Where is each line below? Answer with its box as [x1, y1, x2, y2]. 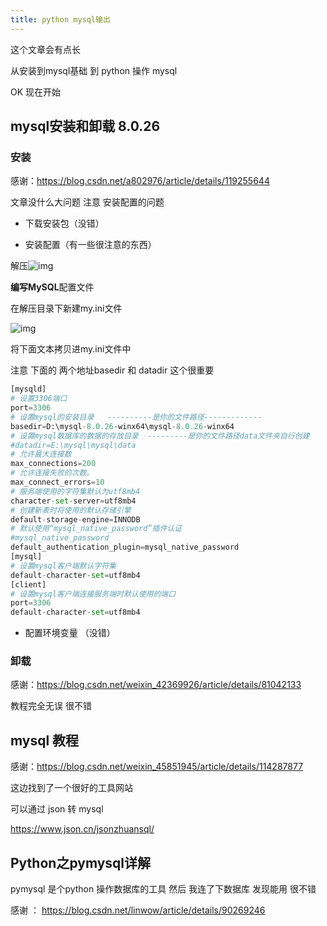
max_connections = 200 [10, 459, 97, 469]
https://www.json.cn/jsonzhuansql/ [10, 823, 155, 835]
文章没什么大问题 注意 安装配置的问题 [10, 196, 165, 208]
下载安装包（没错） [24, 217, 105, 230]
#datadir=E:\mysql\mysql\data [10, 440, 137, 450]
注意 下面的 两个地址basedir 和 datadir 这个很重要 [10, 364, 215, 376]
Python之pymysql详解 [10, 854, 152, 871]
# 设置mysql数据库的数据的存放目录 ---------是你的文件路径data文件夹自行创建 [10, 431, 310, 441]
